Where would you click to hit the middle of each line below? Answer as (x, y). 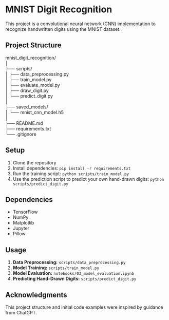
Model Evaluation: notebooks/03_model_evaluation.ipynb (73, 273)
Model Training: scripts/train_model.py (56, 268)
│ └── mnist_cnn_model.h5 (35, 112)
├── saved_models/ (27, 107)
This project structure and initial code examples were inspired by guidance (84, 307)
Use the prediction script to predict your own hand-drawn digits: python (88, 179)
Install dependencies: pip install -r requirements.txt (72, 168)
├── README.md (24, 123)
